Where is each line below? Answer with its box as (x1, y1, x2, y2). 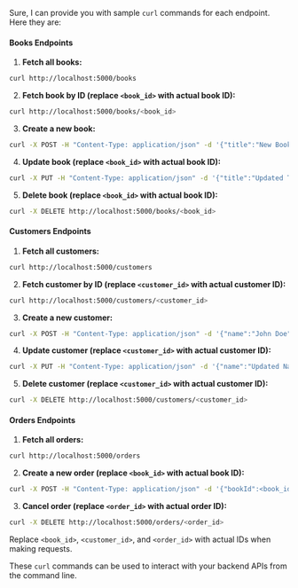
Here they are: (9, 17, 62, 27)
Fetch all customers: (21, 246, 99, 256)
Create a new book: (21, 123, 96, 134)
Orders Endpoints (9, 414, 75, 425)
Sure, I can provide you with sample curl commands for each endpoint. (9, 8, 271, 18)
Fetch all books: (21, 57, 82, 67)
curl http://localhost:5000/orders (9, 451, 141, 460)
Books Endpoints (9, 37, 74, 48)
